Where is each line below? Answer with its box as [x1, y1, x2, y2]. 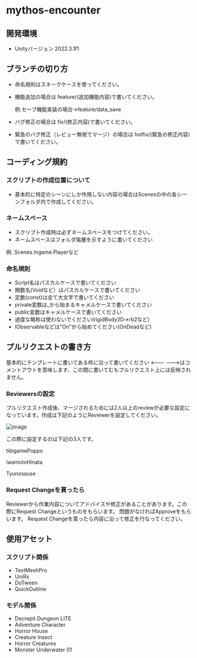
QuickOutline [14, 586, 46, 593]
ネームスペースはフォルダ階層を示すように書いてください [14, 236, 153, 243]
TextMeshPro [14, 567, 47, 574]
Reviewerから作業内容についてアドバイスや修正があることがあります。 [6, 500, 178, 507]
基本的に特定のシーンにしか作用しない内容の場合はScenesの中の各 [14, 191, 178, 198]
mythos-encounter [6, 4, 101, 17]
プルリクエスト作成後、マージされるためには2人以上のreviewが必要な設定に [6, 404, 190, 411]
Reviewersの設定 [6, 390, 55, 398]
